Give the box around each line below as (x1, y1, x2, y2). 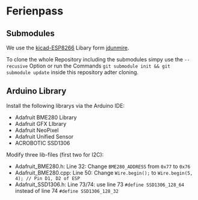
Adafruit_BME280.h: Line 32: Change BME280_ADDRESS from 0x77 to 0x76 (14, 163, 191, 170)
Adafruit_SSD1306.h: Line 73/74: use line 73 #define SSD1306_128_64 (14, 181, 185, 188)
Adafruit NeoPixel (14, 127, 59, 134)
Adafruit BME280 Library (14, 113, 77, 121)
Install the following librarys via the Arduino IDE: (6, 102, 125, 109)
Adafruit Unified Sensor (14, 133, 74, 140)
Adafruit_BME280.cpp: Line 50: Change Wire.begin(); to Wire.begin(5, (14, 169, 193, 176)
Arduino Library (6, 86, 67, 96)
